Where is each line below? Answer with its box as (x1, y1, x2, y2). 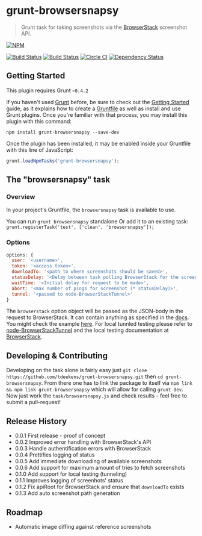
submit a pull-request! (6, 399, 61, 406)
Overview (6, 192, 35, 201)
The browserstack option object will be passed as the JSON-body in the (6, 308, 183, 315)
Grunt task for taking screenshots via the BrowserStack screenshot (20, 23, 188, 31)
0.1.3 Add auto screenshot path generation (14, 490, 120, 497)
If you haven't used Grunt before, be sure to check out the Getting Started (6, 98, 189, 105)
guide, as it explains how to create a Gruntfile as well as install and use (6, 105, 182, 112)
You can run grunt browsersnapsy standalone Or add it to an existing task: (6, 218, 189, 225)
